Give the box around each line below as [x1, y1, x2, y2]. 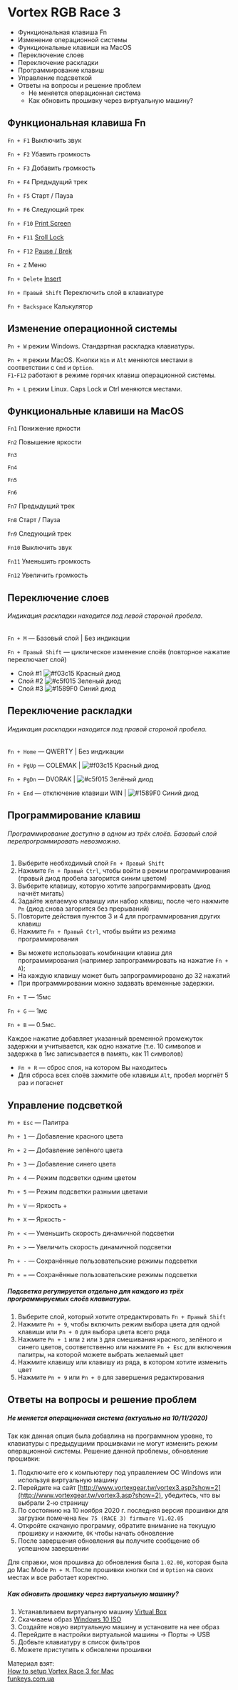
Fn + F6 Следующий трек [7, 205, 84, 214]
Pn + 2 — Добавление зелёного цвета [7, 1146, 123, 1154]
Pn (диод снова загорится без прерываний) [17, 904, 150, 913]
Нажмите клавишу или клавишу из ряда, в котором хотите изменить [17, 1358, 228, 1366]
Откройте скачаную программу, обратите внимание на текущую [17, 1521, 216, 1530]
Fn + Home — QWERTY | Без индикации [7, 747, 125, 756]
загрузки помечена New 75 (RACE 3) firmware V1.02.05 [17, 1514, 184, 1522]
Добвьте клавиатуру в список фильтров [17, 1638, 140, 1646]
